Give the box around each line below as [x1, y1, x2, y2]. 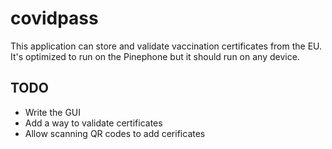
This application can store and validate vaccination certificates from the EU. [10, 40, 323, 52]
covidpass [10, 7, 99, 30]
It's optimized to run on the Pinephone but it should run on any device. [10, 50, 300, 62]
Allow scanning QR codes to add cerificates [24, 127, 206, 139]
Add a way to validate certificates [24, 117, 163, 129]
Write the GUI [24, 106, 82, 118]
